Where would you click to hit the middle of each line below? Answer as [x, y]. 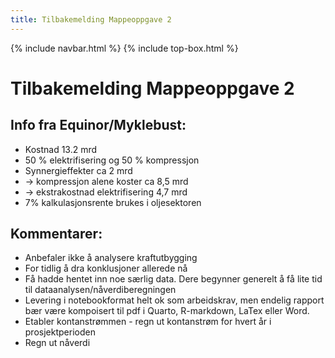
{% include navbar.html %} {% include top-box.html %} [124, 48]
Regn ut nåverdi [57, 343]
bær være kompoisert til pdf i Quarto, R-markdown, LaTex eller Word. [167, 311]
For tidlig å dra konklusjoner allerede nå [106, 268]
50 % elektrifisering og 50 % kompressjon [112, 160]
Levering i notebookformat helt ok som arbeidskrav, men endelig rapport [174, 300]
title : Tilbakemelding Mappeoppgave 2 [91, 19]
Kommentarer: [56, 234]
